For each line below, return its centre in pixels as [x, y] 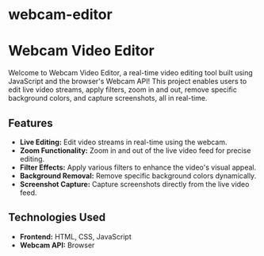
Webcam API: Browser [57, 245]
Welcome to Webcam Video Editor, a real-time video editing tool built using [131, 73]
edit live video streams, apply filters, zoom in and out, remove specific [123, 90]
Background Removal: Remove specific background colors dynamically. [138, 175]
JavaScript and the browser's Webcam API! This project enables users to [128, 82]
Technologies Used [57, 218]
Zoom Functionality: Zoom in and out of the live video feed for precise [135, 150]
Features [31, 123]
